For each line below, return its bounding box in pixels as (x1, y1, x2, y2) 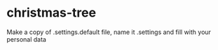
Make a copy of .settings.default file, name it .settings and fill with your (6, 28, 212, 36)
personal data (6, 35, 47, 43)
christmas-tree (6, 5, 96, 21)
